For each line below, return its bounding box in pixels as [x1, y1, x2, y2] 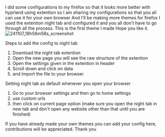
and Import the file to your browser [12, 71, 84, 76]
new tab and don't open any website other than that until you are [12, 106, 145, 112]
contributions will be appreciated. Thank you [5, 126, 97, 132]
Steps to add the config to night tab [5, 40, 78, 46]
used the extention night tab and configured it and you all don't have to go [5, 20, 157, 26]
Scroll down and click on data [12, 66, 73, 71]
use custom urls [12, 95, 46, 101]
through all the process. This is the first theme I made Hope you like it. [5, 25, 149, 31]
